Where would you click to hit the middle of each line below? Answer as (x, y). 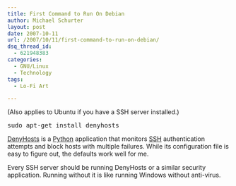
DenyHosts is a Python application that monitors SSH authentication (106, 139)
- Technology (33, 73)
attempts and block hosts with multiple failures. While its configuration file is (118, 147)
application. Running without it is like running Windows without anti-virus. (114, 175)
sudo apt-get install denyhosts (63, 125)
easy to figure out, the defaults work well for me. (78, 154)
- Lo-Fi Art (31, 86)
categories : (25, 60)
